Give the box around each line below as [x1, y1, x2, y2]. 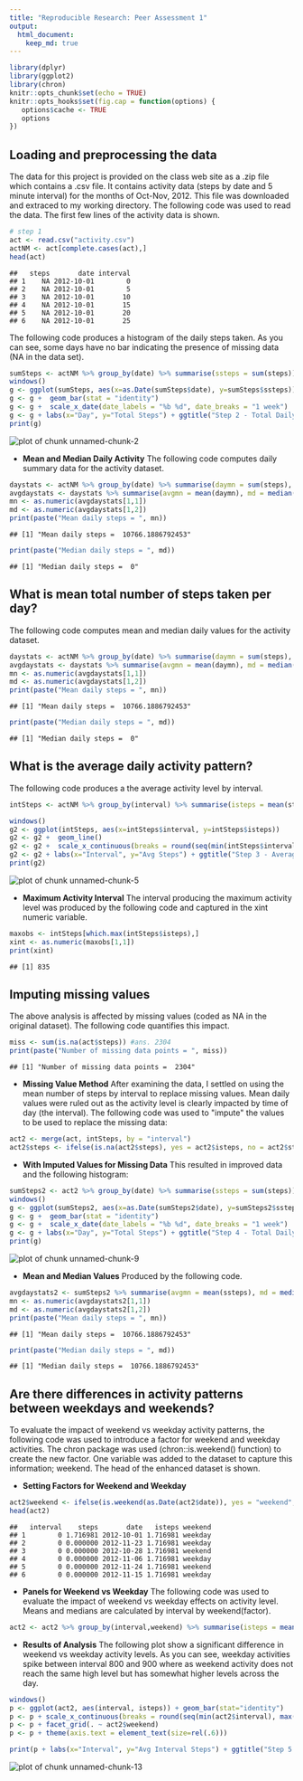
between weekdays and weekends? [9, 1400, 215, 1416]
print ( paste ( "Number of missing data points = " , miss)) [9, 1047, 228, 1056]
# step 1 [9, 227, 42, 236]
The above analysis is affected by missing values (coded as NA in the [9, 1010, 268, 1022]
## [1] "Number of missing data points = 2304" [9, 1063, 196, 1072]
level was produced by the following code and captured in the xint [22, 902, 269, 913]
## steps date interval [9, 269, 131, 278]
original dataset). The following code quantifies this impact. [9, 1020, 230, 1031]
